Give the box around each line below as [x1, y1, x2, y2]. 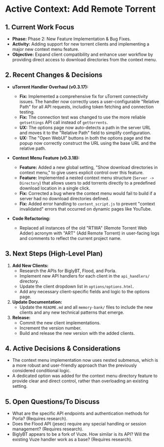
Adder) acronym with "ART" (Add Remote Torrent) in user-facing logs [19, 230, 160, 236]
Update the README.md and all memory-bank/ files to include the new [19, 304, 153, 310]
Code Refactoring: [12, 215, 50, 221]
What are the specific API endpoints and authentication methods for [12, 410, 149, 417]
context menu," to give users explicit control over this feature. [19, 169, 144, 175]
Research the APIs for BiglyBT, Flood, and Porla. [19, 268, 117, 274]
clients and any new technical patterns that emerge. [19, 309, 124, 315]
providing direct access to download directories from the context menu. [12, 57, 157, 62]
